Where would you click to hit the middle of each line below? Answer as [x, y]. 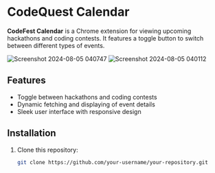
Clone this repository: [47, 150]
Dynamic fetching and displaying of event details [86, 104]
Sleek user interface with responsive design [79, 111]
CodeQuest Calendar [68, 12]
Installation [32, 134]
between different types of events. [56, 45]
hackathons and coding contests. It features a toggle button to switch [105, 38]
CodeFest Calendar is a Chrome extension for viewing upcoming [99, 31]
